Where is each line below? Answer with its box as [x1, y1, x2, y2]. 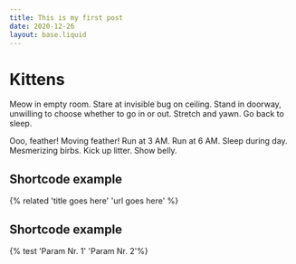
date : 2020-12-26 [9, 22, 75, 31]
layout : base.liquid [9, 30, 88, 39]
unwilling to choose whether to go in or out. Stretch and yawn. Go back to [9, 108, 285, 119]
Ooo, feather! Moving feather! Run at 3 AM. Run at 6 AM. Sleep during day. [9, 136, 288, 146]
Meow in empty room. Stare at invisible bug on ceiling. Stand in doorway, [9, 99, 282, 109]
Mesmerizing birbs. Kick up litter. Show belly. [9, 146, 178, 156]
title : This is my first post [9, 13, 124, 23]
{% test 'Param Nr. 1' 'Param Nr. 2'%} [9, 245, 148, 256]
